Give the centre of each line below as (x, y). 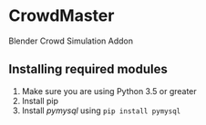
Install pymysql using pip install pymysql (101, 111)
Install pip (40, 101)
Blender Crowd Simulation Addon (71, 41)
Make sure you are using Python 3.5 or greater (109, 91)
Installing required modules (88, 69)
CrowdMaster (62, 16)
